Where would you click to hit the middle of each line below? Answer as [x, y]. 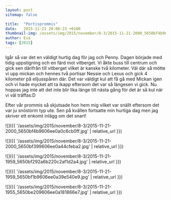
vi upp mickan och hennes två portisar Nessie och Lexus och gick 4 [76, 73]
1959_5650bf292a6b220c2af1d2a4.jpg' [47, 161]
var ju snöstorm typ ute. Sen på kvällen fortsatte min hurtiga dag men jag [82, 110]
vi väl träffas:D [20, 95]
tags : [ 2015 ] [19, 43]
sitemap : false [21, 15]
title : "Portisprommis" [32, 24]
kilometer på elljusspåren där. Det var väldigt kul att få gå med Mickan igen [84, 79]
